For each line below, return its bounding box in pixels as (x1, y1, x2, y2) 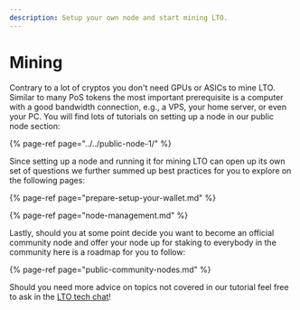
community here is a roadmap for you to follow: (9, 246, 186, 258)
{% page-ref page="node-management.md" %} (9, 210, 188, 221)
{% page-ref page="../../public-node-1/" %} (9, 137, 172, 149)
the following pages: (9, 174, 86, 185)
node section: (9, 120, 61, 131)
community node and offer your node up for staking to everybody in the (9, 237, 277, 248)
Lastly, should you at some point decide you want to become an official (9, 227, 275, 238)
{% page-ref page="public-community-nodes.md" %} (9, 264, 211, 275)
